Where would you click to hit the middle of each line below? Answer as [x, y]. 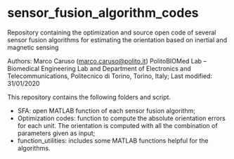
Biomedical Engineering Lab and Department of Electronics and [99, 68]
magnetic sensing [33, 47]
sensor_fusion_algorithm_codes [103, 13]
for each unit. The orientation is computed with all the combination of [117, 125]
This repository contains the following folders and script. [89, 97]
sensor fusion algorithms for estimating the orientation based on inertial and [117, 39]
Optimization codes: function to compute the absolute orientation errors [122, 118]
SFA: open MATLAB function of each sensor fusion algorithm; [106, 110]
